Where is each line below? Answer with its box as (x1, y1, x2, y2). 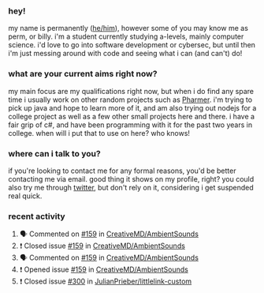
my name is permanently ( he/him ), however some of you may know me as (8, 24, 248, 33)
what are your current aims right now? (8, 69, 158, 80)
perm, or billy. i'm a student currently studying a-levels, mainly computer (8, 32, 244, 41)
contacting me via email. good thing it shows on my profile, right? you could (8, 174, 255, 183)
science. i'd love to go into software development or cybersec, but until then (8, 40, 256, 50)
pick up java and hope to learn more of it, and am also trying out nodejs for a (8, 103, 257, 112)
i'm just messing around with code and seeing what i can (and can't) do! (8, 49, 243, 58)
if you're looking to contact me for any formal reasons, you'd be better (8, 166, 236, 175)
